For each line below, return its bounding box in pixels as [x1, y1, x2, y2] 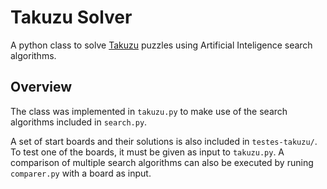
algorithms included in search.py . [10, 116, 148, 128]
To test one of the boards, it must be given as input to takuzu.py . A [10, 146, 285, 158]
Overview [10, 79, 73, 96]
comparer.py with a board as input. [10, 167, 152, 179]
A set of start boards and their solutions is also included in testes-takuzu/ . [10, 135, 318, 147]
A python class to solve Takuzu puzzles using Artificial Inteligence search [10, 39, 313, 51]
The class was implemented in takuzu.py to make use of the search [10, 105, 288, 117]
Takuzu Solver [10, 6, 133, 29]
